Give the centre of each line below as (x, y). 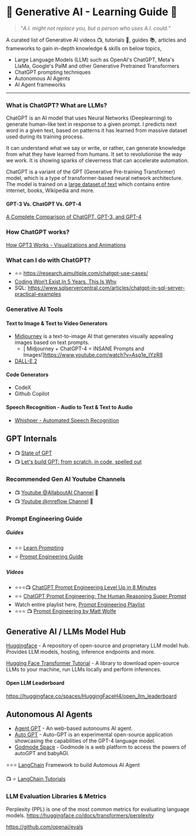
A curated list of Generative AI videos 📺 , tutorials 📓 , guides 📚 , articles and (96, 40)
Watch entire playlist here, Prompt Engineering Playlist (80, 604)
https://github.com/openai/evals (45, 827)
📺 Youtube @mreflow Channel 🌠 (54, 501)
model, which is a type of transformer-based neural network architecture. (94, 178)
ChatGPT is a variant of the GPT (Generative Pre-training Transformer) (91, 172)
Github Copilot (32, 394)
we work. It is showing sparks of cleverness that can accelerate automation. (97, 161)
